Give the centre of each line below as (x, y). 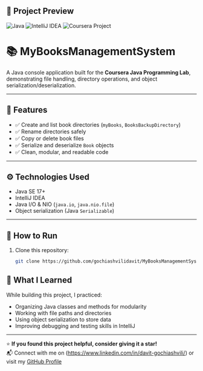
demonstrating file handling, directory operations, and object (82, 79)
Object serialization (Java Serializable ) (65, 211)
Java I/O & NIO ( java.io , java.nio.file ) (65, 204)
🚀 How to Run (32, 236)
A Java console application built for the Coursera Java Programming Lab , (98, 72)
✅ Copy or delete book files (50, 138)
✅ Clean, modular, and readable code (62, 152)
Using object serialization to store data (63, 319)
